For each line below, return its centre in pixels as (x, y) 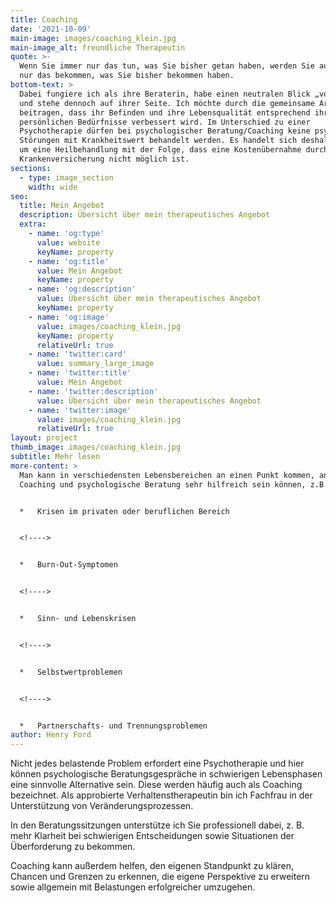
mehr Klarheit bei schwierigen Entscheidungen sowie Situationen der (152, 836)
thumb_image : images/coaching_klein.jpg (96, 447)
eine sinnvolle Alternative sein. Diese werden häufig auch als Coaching (156, 785)
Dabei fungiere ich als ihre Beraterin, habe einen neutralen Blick (165, 94)
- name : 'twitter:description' (93, 391)
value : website (68, 242)
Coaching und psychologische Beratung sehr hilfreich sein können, (163, 484)
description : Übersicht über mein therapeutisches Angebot (145, 215)
